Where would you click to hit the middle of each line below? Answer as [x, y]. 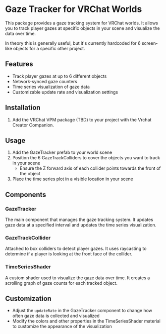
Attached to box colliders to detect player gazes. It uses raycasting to [76, 249]
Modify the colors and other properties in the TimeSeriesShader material [86, 321]
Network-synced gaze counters [45, 81]
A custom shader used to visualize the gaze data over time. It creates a [78, 278]
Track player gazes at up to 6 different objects [59, 76]
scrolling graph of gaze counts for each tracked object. [61, 283]
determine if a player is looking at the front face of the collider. [69, 254]
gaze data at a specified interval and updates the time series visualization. [81, 225]
